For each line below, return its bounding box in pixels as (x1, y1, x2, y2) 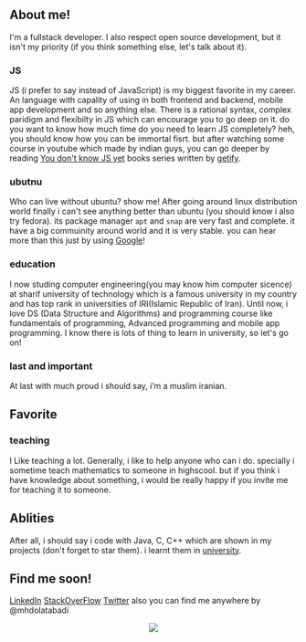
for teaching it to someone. (9, 484, 111, 495)
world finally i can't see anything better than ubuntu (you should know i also (9, 205, 295, 217)
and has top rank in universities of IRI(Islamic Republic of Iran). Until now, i (9, 298, 289, 309)
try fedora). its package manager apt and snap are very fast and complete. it (9, 216, 295, 226)
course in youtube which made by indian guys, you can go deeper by (9, 143, 270, 154)
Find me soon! (9, 571, 92, 586)
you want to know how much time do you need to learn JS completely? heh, (9, 123, 295, 135)
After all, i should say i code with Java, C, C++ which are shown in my (9, 534, 272, 546)
